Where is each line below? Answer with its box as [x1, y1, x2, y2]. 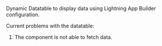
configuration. [6, 11, 40, 18]
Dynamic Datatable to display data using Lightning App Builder [6, 5, 156, 12]
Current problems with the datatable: [6, 23, 94, 29]
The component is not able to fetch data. [14, 34, 112, 40]
